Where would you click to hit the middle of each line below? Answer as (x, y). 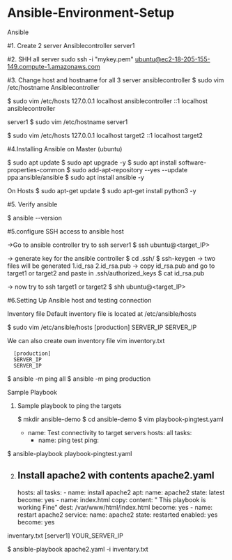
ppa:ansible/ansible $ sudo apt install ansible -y (76, 177)
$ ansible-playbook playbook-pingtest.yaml (70, 453)
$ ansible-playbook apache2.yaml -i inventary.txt (78, 549)
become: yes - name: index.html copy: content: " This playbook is (111, 499)
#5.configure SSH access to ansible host (65, 231)
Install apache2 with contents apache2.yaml (116, 476)
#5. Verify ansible (32, 204)
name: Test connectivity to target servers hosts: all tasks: (110, 432)
